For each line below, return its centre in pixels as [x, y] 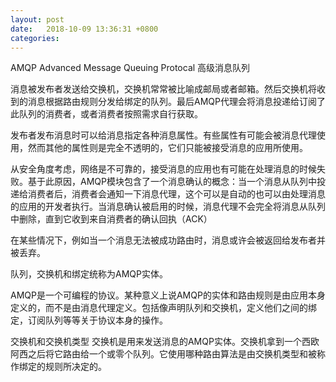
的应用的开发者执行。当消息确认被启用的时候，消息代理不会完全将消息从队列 [168, 207]
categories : [35, 38]
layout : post [37, 19]
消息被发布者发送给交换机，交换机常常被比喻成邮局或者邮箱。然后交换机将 [163, 89]
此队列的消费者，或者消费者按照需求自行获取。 [106, 114]
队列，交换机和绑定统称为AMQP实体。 [89, 274]
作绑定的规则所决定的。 [58, 367]
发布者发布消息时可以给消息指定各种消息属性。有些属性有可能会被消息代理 [163, 135]
